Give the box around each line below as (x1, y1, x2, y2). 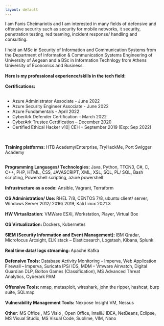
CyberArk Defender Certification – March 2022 (12, 113, 107, 119)
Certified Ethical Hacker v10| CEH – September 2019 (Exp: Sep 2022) (12, 124, 152, 130)
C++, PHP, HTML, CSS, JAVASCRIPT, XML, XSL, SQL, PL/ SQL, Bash (5, 169, 143, 175)
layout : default (5, 7, 38, 12)
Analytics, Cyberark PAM (5, 273, 56, 279)
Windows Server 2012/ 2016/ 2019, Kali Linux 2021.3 (5, 200, 111, 206)
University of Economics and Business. (5, 62, 84, 68)
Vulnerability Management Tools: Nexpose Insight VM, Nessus (5, 299, 134, 305)
